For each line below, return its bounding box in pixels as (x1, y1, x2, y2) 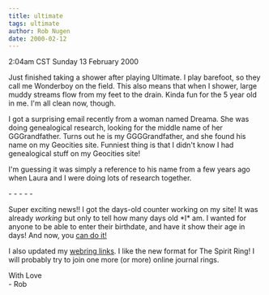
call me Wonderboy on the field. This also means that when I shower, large (8, 81, 258, 91)
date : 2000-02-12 (8, 34, 67, 43)
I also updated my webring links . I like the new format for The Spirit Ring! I (8, 246, 255, 256)
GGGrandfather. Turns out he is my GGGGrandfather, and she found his (8, 132, 246, 141)
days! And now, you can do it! (8, 231, 108, 241)
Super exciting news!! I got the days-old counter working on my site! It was (8, 205, 258, 215)
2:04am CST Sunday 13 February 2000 (8, 57, 139, 67)
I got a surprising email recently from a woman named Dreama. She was (8, 115, 250, 124)
